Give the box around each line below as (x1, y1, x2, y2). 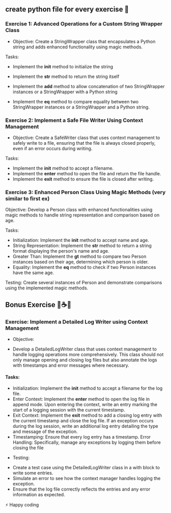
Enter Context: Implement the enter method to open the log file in (12, 396, 150, 402)
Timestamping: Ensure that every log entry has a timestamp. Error (12, 434, 151, 440)
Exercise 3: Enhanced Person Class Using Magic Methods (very (5, 188, 166, 196)
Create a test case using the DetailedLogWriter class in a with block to (12, 465, 160, 471)
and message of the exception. (12, 428, 78, 435)
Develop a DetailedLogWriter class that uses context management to (12, 346, 157, 352)
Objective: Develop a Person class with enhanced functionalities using (5, 207, 153, 213)
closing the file (12, 445, 44, 451)
